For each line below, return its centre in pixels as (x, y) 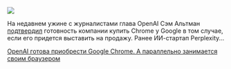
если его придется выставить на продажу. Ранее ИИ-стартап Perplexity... (116, 38)
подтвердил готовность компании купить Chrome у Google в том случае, (115, 31)
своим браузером (34, 58)
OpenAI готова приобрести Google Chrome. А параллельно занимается (112, 51)
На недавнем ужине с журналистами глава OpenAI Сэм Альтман (104, 24)
